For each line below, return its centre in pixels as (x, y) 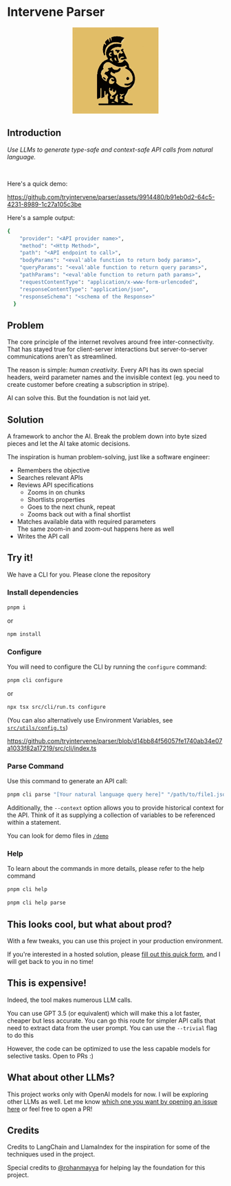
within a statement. (34, 823)
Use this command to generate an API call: (67, 781)
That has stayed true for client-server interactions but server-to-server (107, 350)
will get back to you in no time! (51, 961)
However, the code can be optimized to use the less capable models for (109, 1048)
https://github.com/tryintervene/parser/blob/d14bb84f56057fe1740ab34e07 (115, 741)
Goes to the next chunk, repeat (71, 507)
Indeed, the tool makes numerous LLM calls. (70, 1000)
